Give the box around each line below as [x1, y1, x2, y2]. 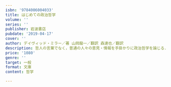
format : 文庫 [5, 64, 32, 70]
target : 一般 [5, 60, 32, 65]
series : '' [5, 21, 29, 27]
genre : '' [5, 55, 27, 60]
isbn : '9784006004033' [5, 7, 54, 13]
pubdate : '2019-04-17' [5, 31, 54, 36]
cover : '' [5, 36, 27, 41]
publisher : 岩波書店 [5, 27, 46, 32]
